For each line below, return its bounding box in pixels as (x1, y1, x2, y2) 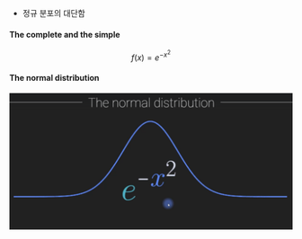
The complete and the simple (9, 29, 120, 40)
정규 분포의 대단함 (22, 8, 85, 18)
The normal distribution (9, 73, 100, 84)
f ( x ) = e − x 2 (131, 49, 171, 63)
